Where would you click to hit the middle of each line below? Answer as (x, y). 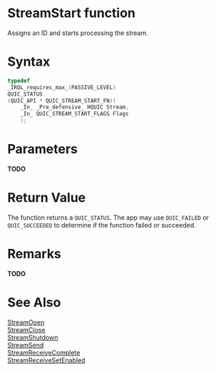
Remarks (35, 254)
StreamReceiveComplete (44, 352)
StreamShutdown (33, 337)
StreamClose (26, 330)
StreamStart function (71, 13)
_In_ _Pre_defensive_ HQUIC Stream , (75, 107)
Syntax (29, 62)
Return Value (47, 198)
